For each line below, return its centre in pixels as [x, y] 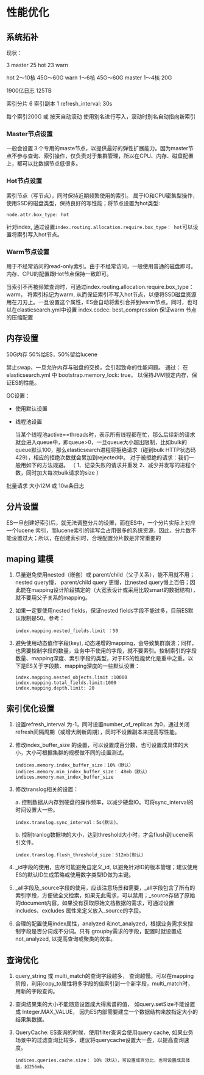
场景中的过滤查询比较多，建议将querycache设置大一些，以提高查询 [100, 1040]
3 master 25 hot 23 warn [37, 65]
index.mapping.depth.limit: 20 [55, 688]
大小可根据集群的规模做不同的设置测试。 [77, 752]
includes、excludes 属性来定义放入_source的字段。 [79, 911]
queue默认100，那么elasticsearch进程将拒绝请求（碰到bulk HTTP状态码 [105, 450]
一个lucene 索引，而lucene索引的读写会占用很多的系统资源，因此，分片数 [99, 530]
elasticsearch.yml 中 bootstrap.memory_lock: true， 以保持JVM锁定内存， [99, 375]
